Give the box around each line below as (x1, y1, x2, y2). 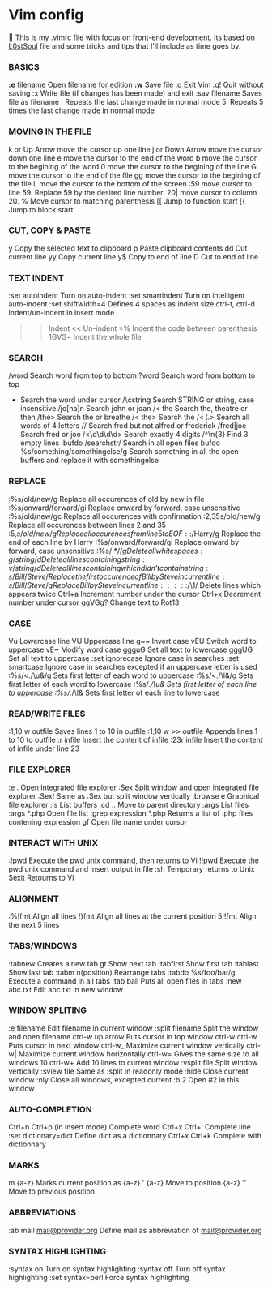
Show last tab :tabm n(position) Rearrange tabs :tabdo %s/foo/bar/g (8, 967, 236, 977)
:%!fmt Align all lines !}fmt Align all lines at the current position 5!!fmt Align (8, 911, 257, 921)
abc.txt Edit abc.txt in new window (8, 984, 124, 994)
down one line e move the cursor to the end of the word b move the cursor (8, 152, 257, 163)
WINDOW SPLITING (8, 1005, 87, 1016)
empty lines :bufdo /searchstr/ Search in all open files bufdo (19, 438, 221, 448)
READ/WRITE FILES (8, 708, 86, 719)
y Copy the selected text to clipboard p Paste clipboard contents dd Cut (8, 243, 248, 253)
